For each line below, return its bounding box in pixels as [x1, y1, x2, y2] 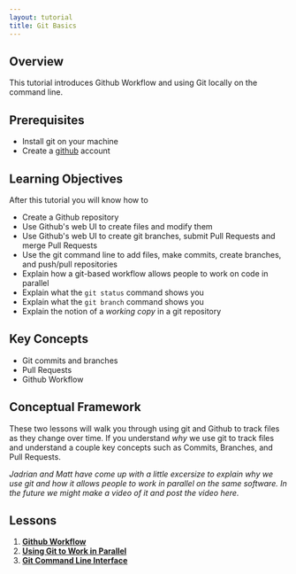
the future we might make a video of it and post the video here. [9, 487, 239, 498]
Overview [9, 54, 65, 69]
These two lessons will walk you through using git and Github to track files [9, 423, 280, 434]
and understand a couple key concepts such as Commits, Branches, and [9, 442, 274, 453]
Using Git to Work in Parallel [21, 546, 127, 556]
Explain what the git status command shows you [21, 287, 205, 298]
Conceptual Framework [9, 399, 141, 415]
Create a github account [21, 145, 110, 156]
